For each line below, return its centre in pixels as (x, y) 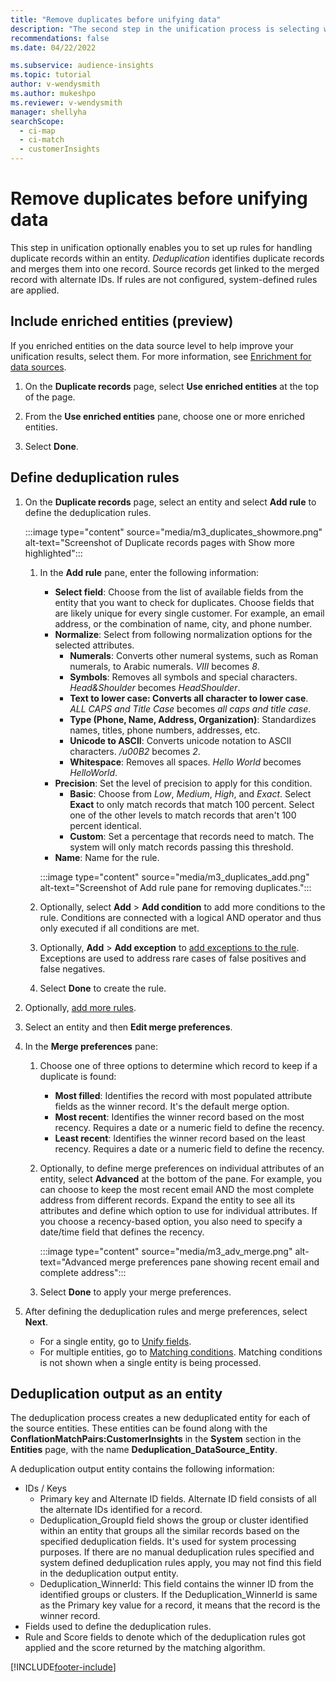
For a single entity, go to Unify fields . (115, 1341)
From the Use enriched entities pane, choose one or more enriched (164, 416)
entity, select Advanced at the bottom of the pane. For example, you (180, 1178)
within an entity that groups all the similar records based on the (169, 1531)
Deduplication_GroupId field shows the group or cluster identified (174, 1520)
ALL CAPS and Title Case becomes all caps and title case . (190, 708)
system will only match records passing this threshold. (181, 847)
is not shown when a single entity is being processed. (150, 1362)
